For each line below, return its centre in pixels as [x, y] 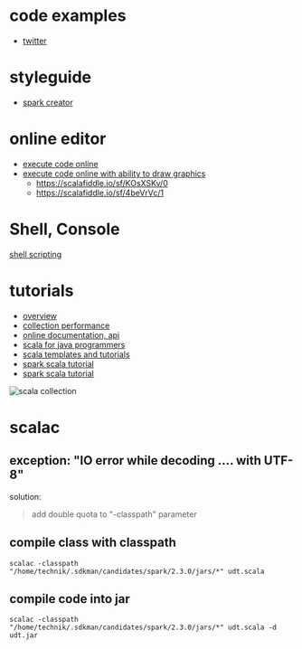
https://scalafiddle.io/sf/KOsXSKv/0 [102, 183]
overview [39, 315]
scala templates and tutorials [76, 354]
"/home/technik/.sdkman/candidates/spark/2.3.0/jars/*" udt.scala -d [143, 628]
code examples [68, 16]
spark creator [48, 102]
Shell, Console [65, 229]
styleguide [51, 77]
